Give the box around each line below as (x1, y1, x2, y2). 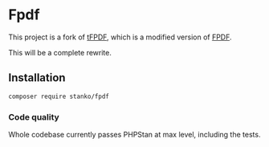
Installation (8, 71, 66, 85)
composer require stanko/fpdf (8, 92, 110, 100)
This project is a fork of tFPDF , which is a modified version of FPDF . (8, 32, 232, 42)
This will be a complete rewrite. (8, 47, 112, 57)
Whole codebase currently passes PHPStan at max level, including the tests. (8, 129, 261, 139)
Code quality (8, 111, 60, 122)
